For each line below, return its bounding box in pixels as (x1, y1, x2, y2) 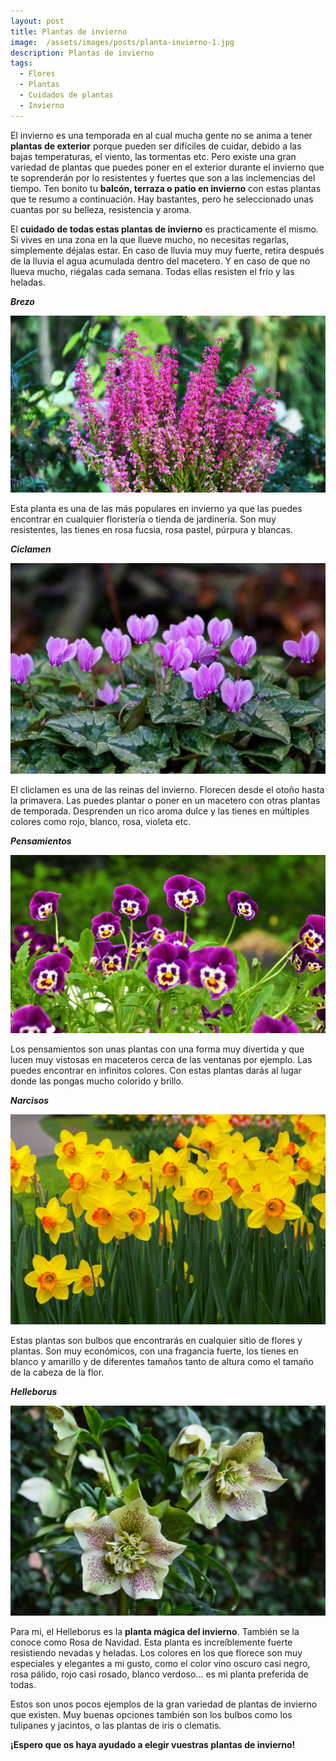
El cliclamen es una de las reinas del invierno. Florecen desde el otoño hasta (10, 784, 325, 796)
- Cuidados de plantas (19, 90, 114, 100)
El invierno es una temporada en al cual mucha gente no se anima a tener (10, 129, 313, 141)
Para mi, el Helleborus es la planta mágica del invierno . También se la (10, 1626, 300, 1638)
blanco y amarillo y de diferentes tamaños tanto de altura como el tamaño (10, 1355, 314, 1367)
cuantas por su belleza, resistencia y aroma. (10, 203, 192, 215)
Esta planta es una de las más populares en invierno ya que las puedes (10, 503, 303, 515)
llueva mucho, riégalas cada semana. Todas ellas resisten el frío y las (10, 265, 295, 277)
